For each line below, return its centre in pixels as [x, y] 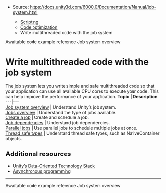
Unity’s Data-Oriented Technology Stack [54, 166]
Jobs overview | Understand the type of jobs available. [61, 112]
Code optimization [39, 27]
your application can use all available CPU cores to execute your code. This [82, 91]
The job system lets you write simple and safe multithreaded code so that [80, 86]
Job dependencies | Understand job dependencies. [58, 122]
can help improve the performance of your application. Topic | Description [82, 96]
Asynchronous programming [42, 171]
